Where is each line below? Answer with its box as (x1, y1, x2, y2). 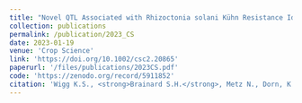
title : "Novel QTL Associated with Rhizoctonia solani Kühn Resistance (9, 13, 283, 22)
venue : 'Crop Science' (9, 47, 94, 56)
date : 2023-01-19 (9, 38, 75, 47)
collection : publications (9, 21, 106, 30)
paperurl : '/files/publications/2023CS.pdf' (9, 64, 179, 73)
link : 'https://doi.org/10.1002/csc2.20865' (9, 55, 179, 64)
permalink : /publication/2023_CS (9, 30, 135, 39)
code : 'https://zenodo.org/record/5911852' (9, 72, 175, 81)
